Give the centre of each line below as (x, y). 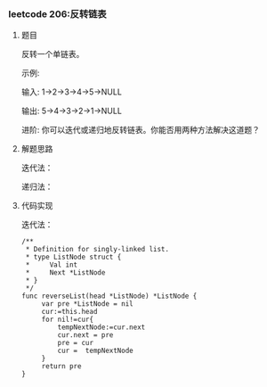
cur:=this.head (69, 312)
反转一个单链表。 (53, 54)
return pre (61, 366)
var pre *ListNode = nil (88, 304)
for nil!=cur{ (68, 320)
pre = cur (76, 343)
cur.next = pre (85, 335)
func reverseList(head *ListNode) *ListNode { (109, 296)
